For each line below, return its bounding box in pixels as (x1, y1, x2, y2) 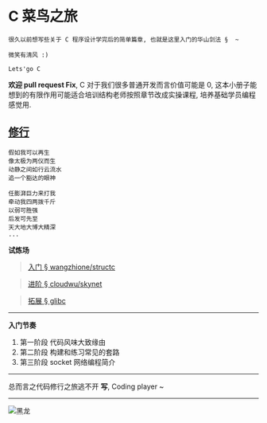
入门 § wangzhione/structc (27, 262, 116, 272)
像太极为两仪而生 (8, 157, 56, 165)
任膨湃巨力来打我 (8, 189, 56, 198)
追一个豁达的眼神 (8, 174, 56, 182)
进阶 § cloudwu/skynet (27, 279, 103, 288)
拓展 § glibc (27, 296, 66, 305)
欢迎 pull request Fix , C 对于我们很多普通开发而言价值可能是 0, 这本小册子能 (8, 80, 257, 89)
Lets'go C (8, 65, 41, 72)
